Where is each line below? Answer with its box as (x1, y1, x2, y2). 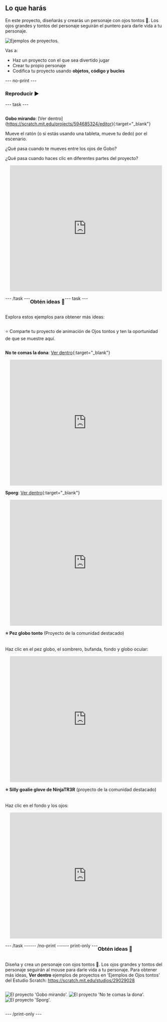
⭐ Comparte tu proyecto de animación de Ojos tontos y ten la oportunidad (5, 328, 158, 334)
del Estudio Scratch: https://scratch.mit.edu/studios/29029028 (5, 977, 135, 983)
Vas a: (5, 47, 19, 53)
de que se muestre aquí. (5, 335, 56, 342)
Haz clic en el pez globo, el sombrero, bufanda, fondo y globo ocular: (5, 646, 148, 652)
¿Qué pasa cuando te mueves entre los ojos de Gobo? (5, 145, 117, 152)
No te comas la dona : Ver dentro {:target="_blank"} (5, 350, 110, 356)
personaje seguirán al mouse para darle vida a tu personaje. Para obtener (5, 966, 157, 972)
